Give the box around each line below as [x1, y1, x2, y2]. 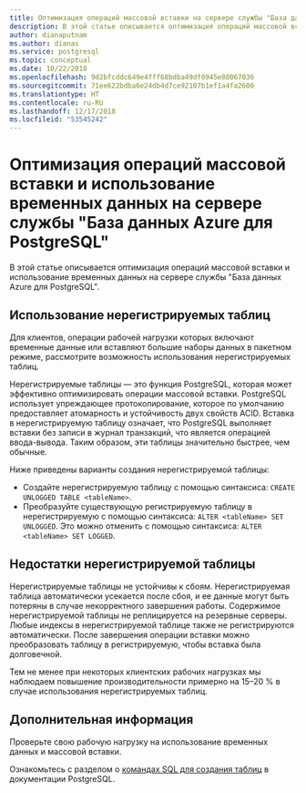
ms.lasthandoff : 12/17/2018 [9, 107, 117, 116]
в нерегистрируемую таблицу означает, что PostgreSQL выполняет [9, 417, 272, 428]
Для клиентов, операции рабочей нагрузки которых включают [9, 332, 255, 343]
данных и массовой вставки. [9, 746, 122, 757]
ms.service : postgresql [9, 47, 100, 57]
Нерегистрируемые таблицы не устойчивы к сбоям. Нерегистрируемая [9, 581, 291, 592]
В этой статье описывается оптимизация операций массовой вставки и [9, 262, 291, 273]
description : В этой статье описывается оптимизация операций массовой [9, 22, 287, 31]
